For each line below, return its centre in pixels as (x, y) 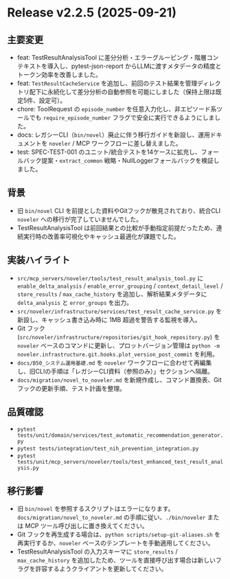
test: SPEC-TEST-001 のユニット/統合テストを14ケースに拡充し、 (109, 152)
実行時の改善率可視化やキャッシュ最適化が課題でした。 (101, 236)
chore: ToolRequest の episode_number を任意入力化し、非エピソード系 (117, 109)
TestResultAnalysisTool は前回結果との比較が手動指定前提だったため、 (116, 227)
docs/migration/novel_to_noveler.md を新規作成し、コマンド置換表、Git (119, 380)
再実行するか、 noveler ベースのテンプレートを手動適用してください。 (115, 543)
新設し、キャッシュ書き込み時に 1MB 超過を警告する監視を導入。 (109, 319)
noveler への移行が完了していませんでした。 (80, 219)
